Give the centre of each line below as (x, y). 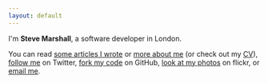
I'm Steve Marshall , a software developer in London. (95, 38)
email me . (24, 71)
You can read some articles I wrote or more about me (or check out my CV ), (133, 53)
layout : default (35, 16)
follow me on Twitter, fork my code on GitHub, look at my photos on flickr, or (134, 62)
